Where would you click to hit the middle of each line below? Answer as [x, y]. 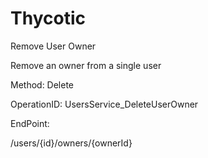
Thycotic [48, 18]
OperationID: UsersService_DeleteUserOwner [104, 104]
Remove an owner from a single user [86, 65]
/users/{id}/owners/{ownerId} [71, 143]
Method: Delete [42, 84]
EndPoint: [30, 123]
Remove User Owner [53, 46]
